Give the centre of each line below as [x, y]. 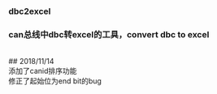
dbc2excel [30, 11]
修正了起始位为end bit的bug [55, 81]
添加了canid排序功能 [43, 71]
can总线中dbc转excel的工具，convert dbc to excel [109, 34]
